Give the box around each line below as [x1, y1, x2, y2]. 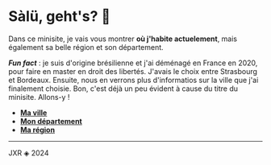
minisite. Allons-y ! [8, 92, 70, 101]
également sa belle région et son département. [8, 42, 164, 52]
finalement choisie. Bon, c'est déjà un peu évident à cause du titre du [8, 84, 239, 93]
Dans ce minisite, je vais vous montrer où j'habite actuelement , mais [8, 34, 238, 43]
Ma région [19, 125, 55, 134]
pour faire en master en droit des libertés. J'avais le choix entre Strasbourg [8, 66, 258, 76]
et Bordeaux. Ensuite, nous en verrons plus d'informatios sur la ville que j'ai [8, 75, 259, 85]
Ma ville [19, 108, 48, 118]
